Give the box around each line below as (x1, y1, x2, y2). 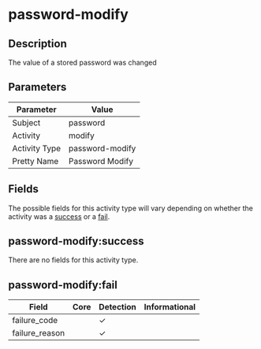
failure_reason (12, 328, 65, 339)
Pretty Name (12, 155, 59, 166)
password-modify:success (8, 235, 144, 248)
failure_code (12, 315, 58, 326)
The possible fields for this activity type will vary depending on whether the (8, 203, 254, 213)
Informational (144, 302, 196, 313)
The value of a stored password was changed (8, 58, 157, 67)
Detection (98, 302, 136, 313)
